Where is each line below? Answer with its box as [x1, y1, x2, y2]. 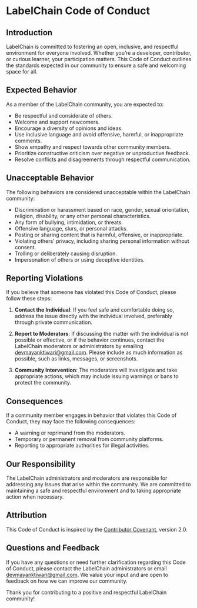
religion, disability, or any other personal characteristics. [14, 212, 151, 219]
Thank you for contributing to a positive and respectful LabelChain [6, 589, 167, 596]
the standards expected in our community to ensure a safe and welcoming [6, 62, 186, 69]
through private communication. [14, 319, 93, 326]
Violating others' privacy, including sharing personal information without [14, 237, 189, 245]
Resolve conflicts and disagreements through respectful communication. [14, 156, 191, 163]
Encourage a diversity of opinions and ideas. [14, 125, 123, 132]
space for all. [6, 68, 38, 75]
